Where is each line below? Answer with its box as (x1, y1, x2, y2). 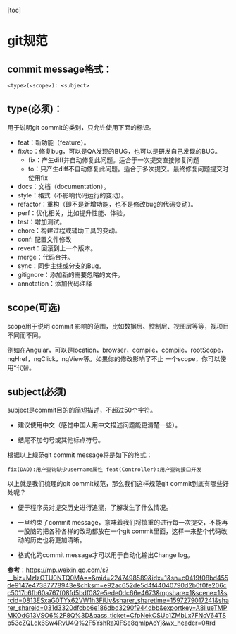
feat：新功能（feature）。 (17, 138, 90, 147)
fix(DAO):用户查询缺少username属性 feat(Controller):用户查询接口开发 (7, 466, 202, 473)
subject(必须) (7, 386, 67, 398)
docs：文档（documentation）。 (17, 182, 111, 190)
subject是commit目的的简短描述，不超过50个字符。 (7, 406, 157, 415)
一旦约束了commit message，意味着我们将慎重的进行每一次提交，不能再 (17, 518, 228, 527)
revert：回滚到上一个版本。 (17, 243, 97, 252)
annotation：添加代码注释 (17, 279, 92, 288)
